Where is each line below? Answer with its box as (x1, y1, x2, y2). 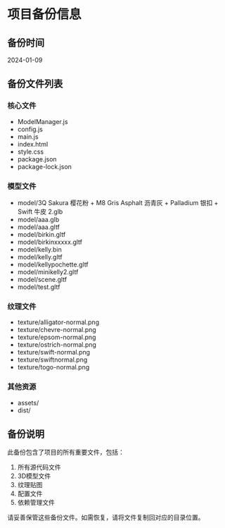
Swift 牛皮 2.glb (17, 207, 63, 216)
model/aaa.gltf (17, 223, 60, 231)
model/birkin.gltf (17, 230, 66, 238)
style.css (17, 147, 44, 156)
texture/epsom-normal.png (17, 333, 96, 342)
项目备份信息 (7, 6, 82, 23)
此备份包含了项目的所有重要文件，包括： (7, 448, 124, 457)
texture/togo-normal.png (17, 363, 90, 372)
